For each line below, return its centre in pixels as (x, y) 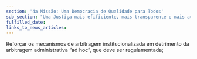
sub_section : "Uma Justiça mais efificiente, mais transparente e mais (95, 17)
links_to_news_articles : (36, 27)
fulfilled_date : (26, 22)
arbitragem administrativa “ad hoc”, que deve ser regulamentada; (85, 50)
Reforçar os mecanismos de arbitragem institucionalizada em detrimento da (98, 44)
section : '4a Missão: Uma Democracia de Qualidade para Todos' (85, 11)
